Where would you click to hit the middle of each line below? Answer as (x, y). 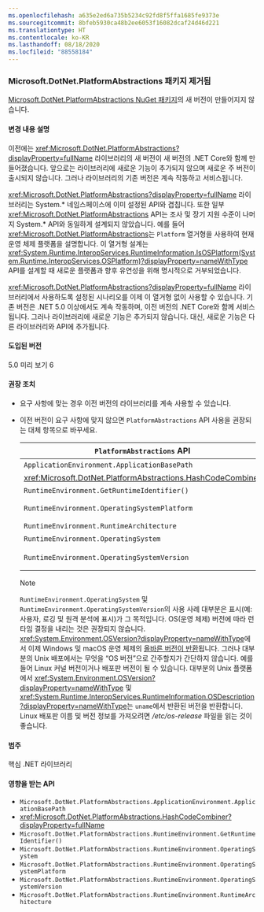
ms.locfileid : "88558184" (50, 52)
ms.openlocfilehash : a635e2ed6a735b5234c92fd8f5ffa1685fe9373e (114, 15)
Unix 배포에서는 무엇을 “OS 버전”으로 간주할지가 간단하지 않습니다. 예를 (144, 658)
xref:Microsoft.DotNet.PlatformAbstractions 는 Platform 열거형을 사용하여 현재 (131, 234)
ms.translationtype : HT (47, 30)
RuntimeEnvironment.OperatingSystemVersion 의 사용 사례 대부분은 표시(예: (136, 609)
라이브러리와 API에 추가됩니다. (63, 326)
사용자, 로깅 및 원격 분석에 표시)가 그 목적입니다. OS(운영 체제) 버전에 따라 (132, 618)
